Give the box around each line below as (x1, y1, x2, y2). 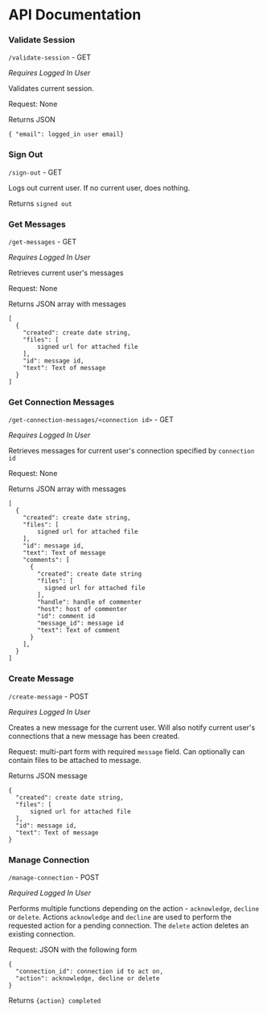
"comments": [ (23, 556, 70, 564)
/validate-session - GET (8, 52, 91, 62)
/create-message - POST (8, 691, 89, 701)
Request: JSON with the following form (8, 945, 138, 954)
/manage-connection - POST (8, 872, 100, 882)
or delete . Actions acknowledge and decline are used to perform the (8, 912, 232, 921)
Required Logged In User (8, 888, 91, 897)
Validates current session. (8, 84, 95, 93)
